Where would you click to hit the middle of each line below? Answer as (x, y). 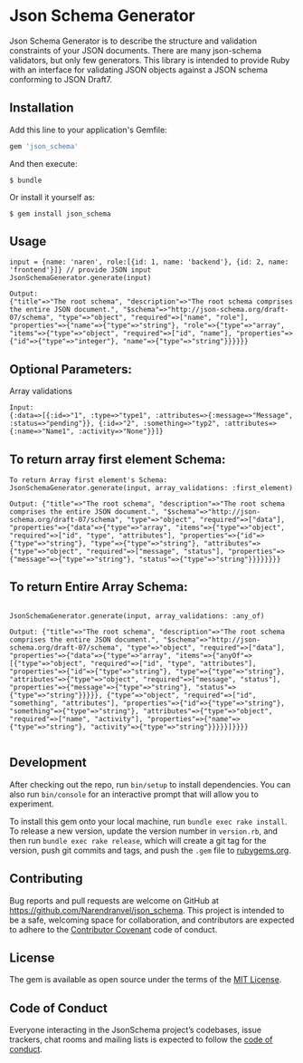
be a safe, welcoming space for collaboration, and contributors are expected (152, 920)
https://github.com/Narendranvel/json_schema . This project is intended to (147, 910)
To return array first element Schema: (118, 459)
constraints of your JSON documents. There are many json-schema (136, 50)
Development (48, 763)
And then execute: (43, 163)
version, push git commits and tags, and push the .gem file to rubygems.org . (151, 850)
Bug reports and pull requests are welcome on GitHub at (114, 900)
